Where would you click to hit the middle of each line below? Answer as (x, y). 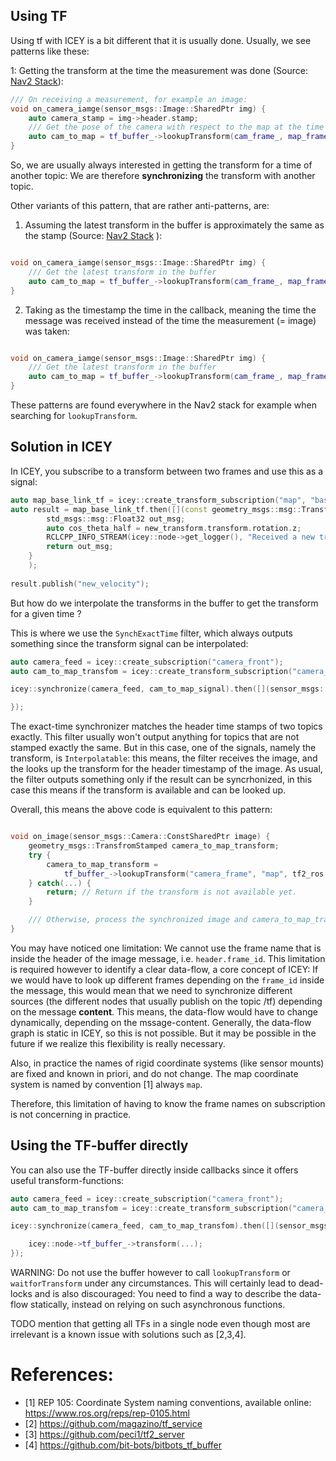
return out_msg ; (80, 547)
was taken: (47, 331)
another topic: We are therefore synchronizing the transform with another (163, 176)
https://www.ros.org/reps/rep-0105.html (107, 1413)
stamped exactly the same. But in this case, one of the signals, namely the (163, 748)
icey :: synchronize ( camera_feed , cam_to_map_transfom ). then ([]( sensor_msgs (169, 1226)
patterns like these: (50, 51)
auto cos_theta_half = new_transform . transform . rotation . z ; (174, 528)
